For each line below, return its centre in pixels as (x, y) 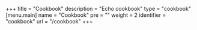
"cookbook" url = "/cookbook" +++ (49, 21)
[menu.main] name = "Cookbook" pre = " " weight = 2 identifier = (86, 15)
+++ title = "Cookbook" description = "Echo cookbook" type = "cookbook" (98, 9)
